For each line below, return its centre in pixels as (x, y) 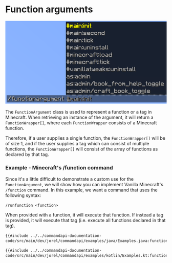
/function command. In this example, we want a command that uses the (81, 190)
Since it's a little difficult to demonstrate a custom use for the (70, 179)
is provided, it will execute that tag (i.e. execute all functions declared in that (85, 220)
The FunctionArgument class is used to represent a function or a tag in (79, 112)
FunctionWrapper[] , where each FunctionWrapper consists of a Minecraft (81, 123)
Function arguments (49, 9)
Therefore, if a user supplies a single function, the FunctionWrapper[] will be (85, 138)
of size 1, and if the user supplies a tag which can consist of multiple (77, 144)
